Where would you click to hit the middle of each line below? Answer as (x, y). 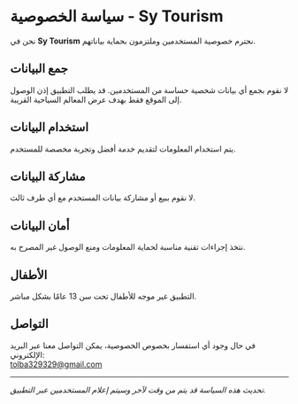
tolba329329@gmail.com (56, 364)
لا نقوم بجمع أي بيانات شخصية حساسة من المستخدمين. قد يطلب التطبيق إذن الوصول (149, 89)
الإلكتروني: (27, 354)
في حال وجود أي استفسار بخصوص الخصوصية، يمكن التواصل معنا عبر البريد (133, 345)
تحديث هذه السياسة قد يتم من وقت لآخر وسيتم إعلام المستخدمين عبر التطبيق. (138, 389)
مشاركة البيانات (48, 176)
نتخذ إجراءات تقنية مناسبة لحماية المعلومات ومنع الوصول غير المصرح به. (128, 247)
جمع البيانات (39, 69)
